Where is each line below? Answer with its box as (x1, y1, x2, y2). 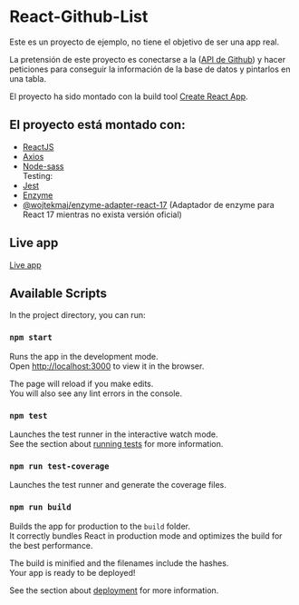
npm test (9, 411, 48, 421)
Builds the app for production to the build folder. (9, 521, 191, 531)
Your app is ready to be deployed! (9, 567, 136, 578)
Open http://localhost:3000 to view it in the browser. (9, 361, 205, 372)
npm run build (9, 502, 72, 512)
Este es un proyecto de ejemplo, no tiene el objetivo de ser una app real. (9, 36, 279, 47)
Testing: (22, 170, 53, 181)
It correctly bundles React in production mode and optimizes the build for (9, 530, 283, 541)
